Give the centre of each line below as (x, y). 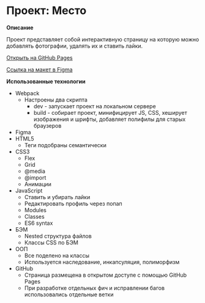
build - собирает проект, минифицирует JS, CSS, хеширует (110, 112)
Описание (20, 27)
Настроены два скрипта (56, 100)
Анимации (38, 184)
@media (35, 171)
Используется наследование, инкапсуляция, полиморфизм (102, 262)
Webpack (27, 93)
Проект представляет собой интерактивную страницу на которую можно (103, 39)
